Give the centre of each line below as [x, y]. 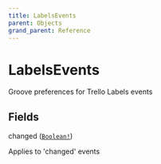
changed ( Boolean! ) [41, 136]
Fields [24, 117]
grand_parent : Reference [49, 30]
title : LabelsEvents [43, 16]
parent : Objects [35, 23]
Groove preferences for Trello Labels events [80, 92]
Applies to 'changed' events [54, 151]
